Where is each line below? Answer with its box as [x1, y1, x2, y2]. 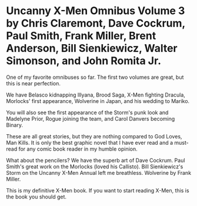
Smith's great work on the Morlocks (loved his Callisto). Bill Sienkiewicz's [6, 163, 183, 170]
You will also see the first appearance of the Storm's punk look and [6, 109, 169, 116]
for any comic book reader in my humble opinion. [18, 145, 138, 152]
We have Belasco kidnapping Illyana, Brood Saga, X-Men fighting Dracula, [6, 91, 185, 98]
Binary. [6, 121, 24, 128]
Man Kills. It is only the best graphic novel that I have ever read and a [6, 139, 173, 146]
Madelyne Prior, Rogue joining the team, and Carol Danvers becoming [6, 115, 175, 122]
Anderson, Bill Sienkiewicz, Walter [6, 42, 178, 55]
